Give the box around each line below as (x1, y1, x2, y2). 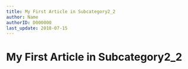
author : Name (6, 14, 39, 20)
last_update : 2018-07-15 (6, 25, 68, 31)
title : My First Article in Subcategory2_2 (6, 8, 116, 15)
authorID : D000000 (6, 19, 52, 25)
